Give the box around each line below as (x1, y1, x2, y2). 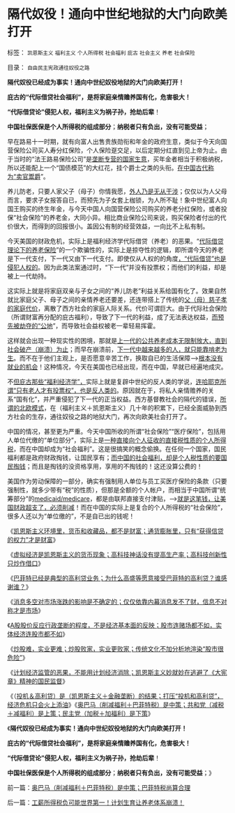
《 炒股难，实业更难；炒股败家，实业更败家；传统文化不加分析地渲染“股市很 (7, 644, 225, 653)
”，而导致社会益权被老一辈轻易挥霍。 (52, 321, 160, 330)
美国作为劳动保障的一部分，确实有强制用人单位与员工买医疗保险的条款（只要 (7, 476, 227, 485)
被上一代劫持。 (7, 272, 50, 280)
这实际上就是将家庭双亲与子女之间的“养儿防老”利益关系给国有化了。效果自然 (7, 286, 227, 295)
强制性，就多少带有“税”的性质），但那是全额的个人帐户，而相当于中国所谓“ (7, 485, 220, 494)
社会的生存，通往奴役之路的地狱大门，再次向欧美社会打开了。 (13, 412, 190, 420)
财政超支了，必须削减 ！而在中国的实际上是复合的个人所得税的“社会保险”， (13, 503, 227, 511)
